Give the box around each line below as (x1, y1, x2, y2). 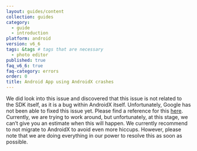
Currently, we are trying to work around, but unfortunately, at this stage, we (6, 114, 188, 120)
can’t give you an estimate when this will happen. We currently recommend (6, 120, 188, 127)
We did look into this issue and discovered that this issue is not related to (6, 95, 182, 102)
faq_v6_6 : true (6, 62, 43, 69)
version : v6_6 (6, 41, 41, 47)
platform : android (6, 36, 51, 41)
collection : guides (6, 14, 54, 20)
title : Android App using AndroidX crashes (6, 79, 114, 85)
